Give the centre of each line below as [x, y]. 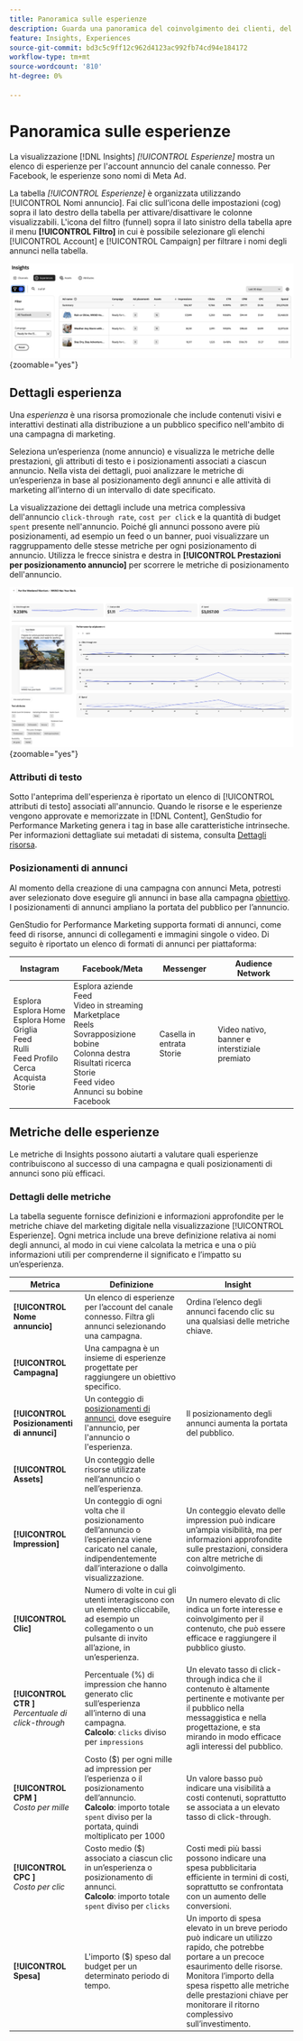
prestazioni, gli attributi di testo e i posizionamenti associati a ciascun [138, 461]
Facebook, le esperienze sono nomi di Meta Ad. [98, 175]
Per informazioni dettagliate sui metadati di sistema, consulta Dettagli [138, 836]
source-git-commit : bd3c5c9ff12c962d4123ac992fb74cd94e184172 [129, 48]
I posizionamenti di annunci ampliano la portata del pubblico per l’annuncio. [150, 907]
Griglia [25, 1030]
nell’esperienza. [114, 1488]
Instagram [39, 968]
